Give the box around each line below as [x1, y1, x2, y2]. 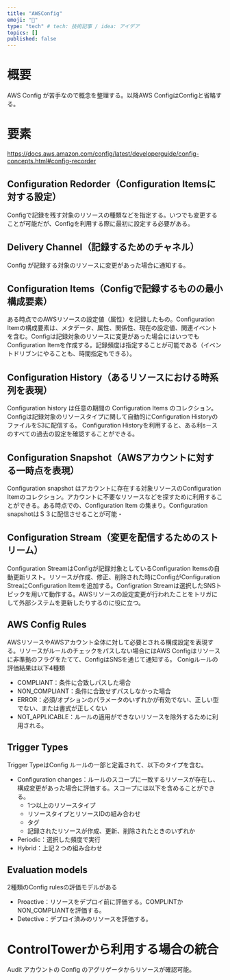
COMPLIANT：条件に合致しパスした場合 [16, 678, 131, 686]
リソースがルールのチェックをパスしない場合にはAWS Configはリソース [18, 646, 221, 655]
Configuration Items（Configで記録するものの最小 [7, 283, 223, 295]
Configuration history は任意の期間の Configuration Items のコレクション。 [7, 404, 218, 412]
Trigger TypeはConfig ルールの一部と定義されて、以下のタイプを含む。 [7, 760, 207, 769]
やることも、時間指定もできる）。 [42, 349, 136, 358]
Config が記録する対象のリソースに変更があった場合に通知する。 [7, 261, 190, 269]
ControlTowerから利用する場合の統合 [7, 942, 219, 957]
